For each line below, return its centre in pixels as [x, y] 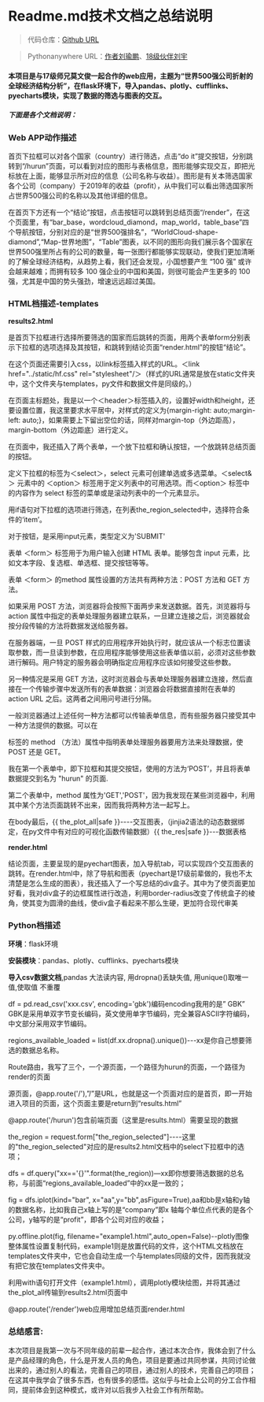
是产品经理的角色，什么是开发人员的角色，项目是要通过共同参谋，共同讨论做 [132, 1360]
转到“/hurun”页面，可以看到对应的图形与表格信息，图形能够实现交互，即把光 [132, 165]
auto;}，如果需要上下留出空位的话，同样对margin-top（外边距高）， [131, 420]
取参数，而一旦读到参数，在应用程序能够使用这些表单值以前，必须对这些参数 [132, 653]
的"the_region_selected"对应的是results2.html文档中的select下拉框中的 [123, 1147]
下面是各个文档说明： [42, 115]
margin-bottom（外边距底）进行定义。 [70, 430]
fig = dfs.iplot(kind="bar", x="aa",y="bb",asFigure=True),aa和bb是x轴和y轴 [129, 1200]
